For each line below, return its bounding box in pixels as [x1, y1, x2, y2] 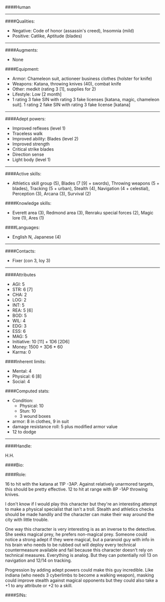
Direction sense [12, 152, 44, 157]
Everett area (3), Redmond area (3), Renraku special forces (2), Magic [12, 210, 154, 216]
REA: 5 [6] [12, 307, 33, 313]
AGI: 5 [12, 281, 25, 287]
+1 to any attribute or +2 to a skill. [5, 583, 73, 588]
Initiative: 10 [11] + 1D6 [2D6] [12, 339, 70, 344]
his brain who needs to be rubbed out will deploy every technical [5, 542, 136, 547]
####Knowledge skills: [5, 200, 52, 206]
